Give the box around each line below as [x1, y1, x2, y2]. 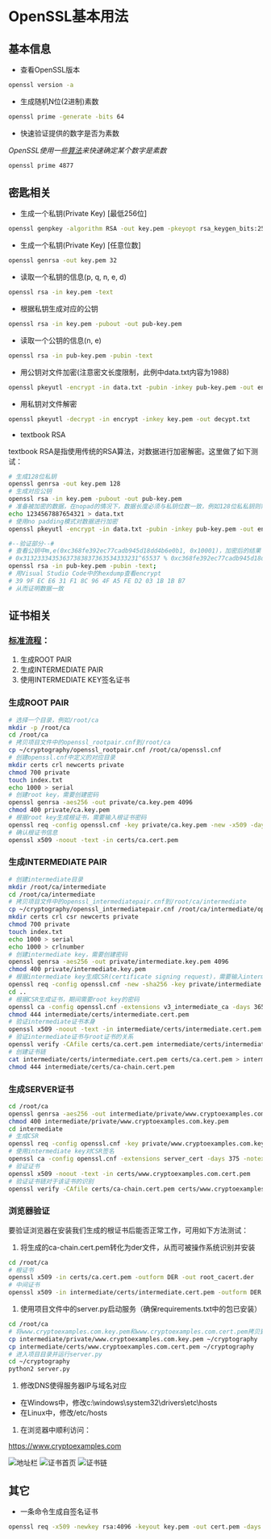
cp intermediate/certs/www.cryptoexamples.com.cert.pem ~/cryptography [8, 1342, 254, 1351]
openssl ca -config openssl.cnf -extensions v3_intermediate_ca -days [8, 1003, 251, 1011]
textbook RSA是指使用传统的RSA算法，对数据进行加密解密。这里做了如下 [8, 446, 252, 456]
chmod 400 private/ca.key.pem [8, 806, 110, 815]
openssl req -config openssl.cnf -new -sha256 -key [8, 981, 186, 989]
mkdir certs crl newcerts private [8, 761, 125, 769]
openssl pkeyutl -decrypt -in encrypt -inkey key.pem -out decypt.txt [8, 415, 251, 423]
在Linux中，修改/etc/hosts [19, 1408, 107, 1418]
